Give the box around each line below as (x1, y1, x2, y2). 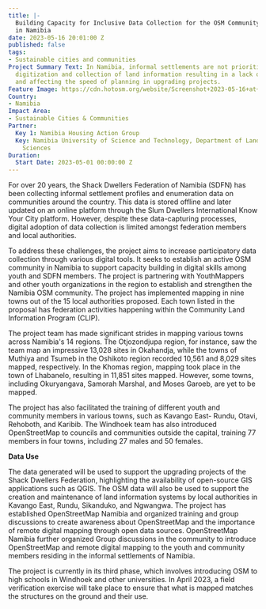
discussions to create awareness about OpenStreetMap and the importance (8, 517, 256, 527)
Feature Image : (8, 85, 59, 93)
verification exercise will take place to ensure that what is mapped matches (8, 583, 253, 593)
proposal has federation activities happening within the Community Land (8, 305, 245, 315)
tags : (8, 48, 26, 56)
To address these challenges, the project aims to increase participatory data (8, 246, 257, 255)
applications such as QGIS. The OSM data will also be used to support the (8, 484, 249, 494)
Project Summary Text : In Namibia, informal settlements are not (8, 63, 228, 71)
